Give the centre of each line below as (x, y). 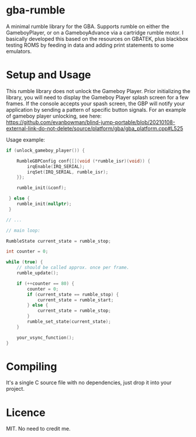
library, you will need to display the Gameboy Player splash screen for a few (97, 97)
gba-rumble (36, 10)
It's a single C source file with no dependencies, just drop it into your (89, 383)
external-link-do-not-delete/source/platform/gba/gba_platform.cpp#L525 (94, 128)
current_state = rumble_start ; (75, 300)
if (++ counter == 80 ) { (46, 283)
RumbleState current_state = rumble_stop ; (59, 241)
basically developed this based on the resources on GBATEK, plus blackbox (97, 39)
